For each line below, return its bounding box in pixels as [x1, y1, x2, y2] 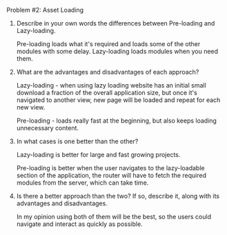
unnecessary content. [16, 124, 79, 132]
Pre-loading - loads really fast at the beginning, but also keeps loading [16, 116, 217, 125]
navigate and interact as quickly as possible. [16, 220, 143, 228]
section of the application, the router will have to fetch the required [16, 172, 206, 179]
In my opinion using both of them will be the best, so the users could [16, 213, 212, 221]
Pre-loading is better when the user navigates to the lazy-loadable [16, 164, 205, 172]
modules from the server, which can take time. [16, 178, 149, 187]
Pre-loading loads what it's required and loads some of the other [16, 40, 201, 48]
